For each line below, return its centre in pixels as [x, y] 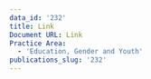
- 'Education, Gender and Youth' [80, 52]
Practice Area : [38, 43]
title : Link [32, 26]
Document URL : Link [46, 35]
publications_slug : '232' [58, 60]
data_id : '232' [38, 18]
